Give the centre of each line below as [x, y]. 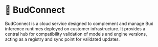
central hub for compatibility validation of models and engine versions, [76, 34]
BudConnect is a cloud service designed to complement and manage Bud [79, 23]
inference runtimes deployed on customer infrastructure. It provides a [75, 28]
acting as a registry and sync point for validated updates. [62, 39]
